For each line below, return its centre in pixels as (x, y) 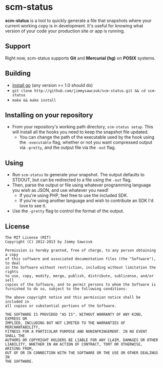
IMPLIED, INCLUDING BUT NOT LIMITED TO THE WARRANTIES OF (65, 323)
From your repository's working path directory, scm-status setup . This (83, 127)
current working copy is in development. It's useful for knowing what (74, 25)
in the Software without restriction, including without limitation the (81, 267)
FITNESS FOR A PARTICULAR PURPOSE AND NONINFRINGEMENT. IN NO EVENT (76, 331)
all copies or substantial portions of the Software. (61, 306)
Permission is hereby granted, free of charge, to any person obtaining (81, 250)
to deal (13, 263)
